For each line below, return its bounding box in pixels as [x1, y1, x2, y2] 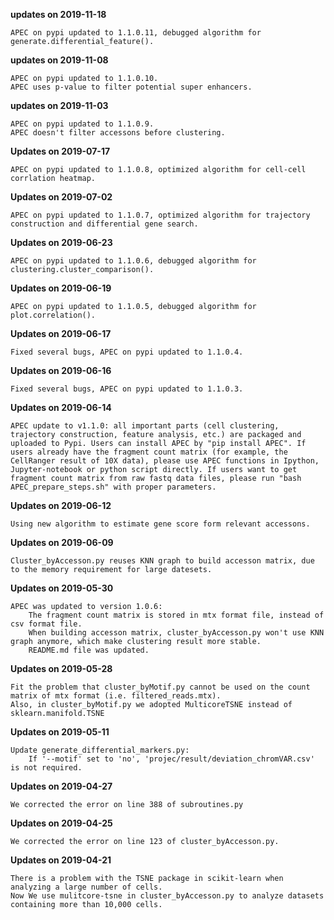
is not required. [10, 763, 83, 773]
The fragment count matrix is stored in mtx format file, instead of [28, 610, 325, 620]
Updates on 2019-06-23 [10, 237, 113, 248]
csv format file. [10, 619, 83, 629]
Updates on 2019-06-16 [10, 365, 112, 376]
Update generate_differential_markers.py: [10, 745, 190, 755]
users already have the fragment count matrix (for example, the [10, 447, 288, 457]
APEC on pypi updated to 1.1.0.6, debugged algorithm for [10, 256, 257, 266]
